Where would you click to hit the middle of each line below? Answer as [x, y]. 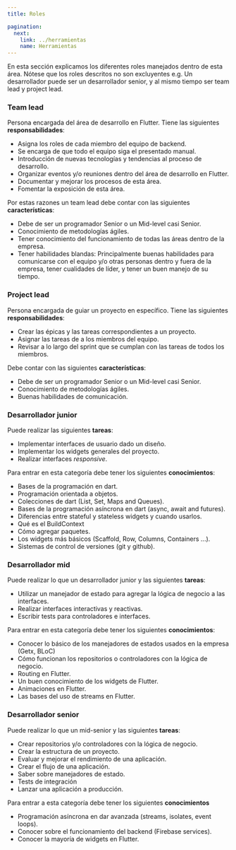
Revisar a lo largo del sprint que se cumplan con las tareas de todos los [121, 347]
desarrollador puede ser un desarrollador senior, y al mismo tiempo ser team [118, 81]
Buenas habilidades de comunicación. [73, 396]
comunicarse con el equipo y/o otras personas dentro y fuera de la [114, 262]
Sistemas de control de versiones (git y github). [86, 547]
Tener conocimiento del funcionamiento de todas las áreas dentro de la [121, 239]
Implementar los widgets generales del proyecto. [88, 452]
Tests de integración [47, 781]
